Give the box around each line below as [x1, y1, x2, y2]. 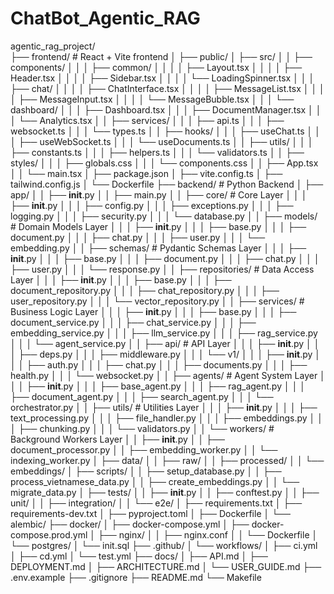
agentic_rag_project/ [10, 40, 96, 52]
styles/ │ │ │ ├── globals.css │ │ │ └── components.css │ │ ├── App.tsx [10, 157, 319, 169]
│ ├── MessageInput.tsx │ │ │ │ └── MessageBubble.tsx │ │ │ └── [10, 93, 295, 105]
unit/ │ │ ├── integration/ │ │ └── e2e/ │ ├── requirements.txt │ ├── [10, 497, 303, 509]
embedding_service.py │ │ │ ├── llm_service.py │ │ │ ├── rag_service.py [10, 327, 318, 339]
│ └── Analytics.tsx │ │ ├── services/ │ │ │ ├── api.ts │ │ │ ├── [10, 114, 285, 126]
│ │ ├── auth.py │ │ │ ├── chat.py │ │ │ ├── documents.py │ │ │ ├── [10, 358, 308, 371]
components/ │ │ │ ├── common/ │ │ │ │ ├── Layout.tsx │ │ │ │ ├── [10, 61, 303, 73]
